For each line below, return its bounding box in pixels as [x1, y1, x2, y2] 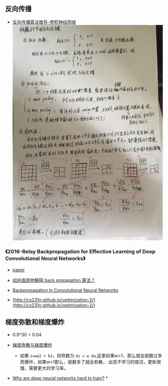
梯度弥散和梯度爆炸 [5, 318, 64, 326]
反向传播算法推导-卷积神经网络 [12, 19, 76, 25]
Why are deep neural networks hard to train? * [12, 375, 108, 381]
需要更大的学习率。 [28, 365, 68, 371]
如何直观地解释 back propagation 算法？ [12, 277, 95, 283]
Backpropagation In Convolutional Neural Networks [12, 287, 118, 293]
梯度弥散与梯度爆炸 [12, 342, 52, 348]
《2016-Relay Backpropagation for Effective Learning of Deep [5, 248, 156, 255]
